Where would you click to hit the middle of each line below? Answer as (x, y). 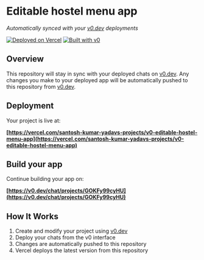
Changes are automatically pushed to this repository (81, 244)
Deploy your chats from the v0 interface (65, 237)
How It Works (33, 216)
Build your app (34, 164)
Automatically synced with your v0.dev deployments (72, 28)
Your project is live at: (33, 121)
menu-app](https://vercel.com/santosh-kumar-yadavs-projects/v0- (95, 139)
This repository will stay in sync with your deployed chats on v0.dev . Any (98, 74)
